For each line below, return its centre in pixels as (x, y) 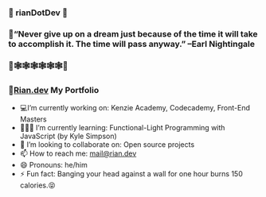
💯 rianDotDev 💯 (38, 13)
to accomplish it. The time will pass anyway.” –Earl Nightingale (131, 44)
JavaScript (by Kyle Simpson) (68, 136)
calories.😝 (37, 185)
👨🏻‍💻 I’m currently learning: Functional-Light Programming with (122, 128)
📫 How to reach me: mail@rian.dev (78, 153)
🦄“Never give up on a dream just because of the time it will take (133, 33)
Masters (33, 119)
